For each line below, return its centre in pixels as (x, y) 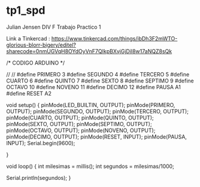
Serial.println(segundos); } (39, 177)
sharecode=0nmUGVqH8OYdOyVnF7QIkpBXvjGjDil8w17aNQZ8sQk (89, 51)
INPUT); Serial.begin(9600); (41, 143)
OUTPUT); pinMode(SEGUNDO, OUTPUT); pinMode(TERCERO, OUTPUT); (97, 111)
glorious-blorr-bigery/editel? (41, 45)
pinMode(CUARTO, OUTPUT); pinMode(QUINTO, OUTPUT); (80, 118)
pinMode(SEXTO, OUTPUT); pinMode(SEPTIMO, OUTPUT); (79, 124)
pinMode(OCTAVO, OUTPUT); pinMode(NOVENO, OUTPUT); (81, 130)
